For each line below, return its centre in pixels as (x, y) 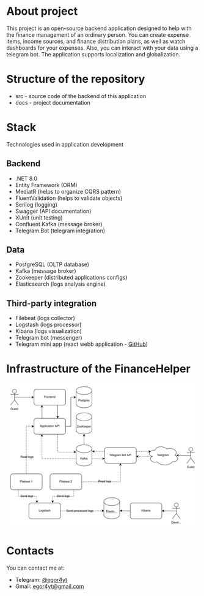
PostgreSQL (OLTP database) (52, 264)
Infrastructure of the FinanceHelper (98, 369)
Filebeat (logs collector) (45, 318)
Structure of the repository (76, 79)
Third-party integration (52, 303)
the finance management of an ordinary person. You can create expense (98, 34)
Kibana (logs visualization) (49, 331)
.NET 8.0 (26, 178)
